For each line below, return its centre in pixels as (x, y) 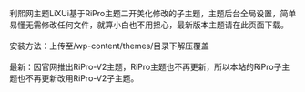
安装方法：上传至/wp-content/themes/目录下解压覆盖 (109, 46)
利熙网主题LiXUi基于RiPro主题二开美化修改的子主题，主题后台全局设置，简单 (153, 13)
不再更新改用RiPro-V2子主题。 (82, 78)
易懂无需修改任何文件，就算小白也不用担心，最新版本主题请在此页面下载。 (149, 25)
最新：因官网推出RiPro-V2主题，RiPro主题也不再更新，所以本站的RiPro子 (146, 67)
